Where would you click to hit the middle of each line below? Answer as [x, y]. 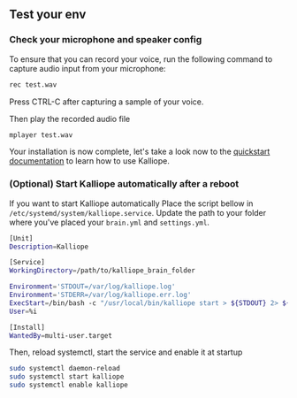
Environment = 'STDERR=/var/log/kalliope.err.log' [100, 295]
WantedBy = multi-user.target [61, 335]
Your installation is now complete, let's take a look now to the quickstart [140, 152]
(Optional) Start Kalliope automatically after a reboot [124, 184]
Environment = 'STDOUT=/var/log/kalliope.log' [92, 287]
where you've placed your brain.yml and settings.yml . [110, 222]
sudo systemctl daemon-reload [65, 369]
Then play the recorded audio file [70, 119]
